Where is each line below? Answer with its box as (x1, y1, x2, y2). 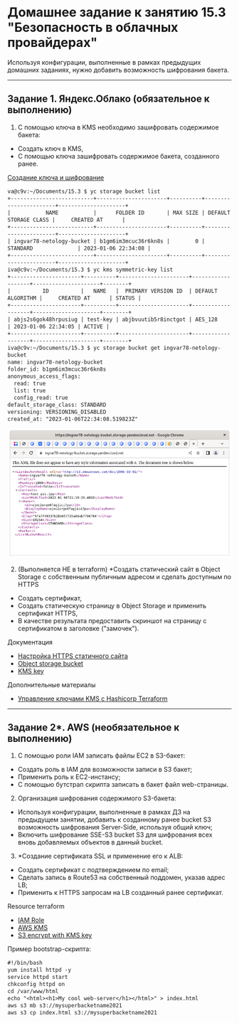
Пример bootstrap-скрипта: (7, 945, 91, 953)
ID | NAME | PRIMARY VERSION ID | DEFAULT (42, 287, 218, 295)
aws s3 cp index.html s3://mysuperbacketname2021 (7, 1009, 158, 1017)
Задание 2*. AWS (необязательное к (7, 721, 180, 733)
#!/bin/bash (7, 960, 43, 967)
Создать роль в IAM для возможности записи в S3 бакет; (17, 765, 193, 774)
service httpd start (7, 974, 69, 981)
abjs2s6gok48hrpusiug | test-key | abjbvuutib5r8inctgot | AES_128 (14, 316, 218, 323)
